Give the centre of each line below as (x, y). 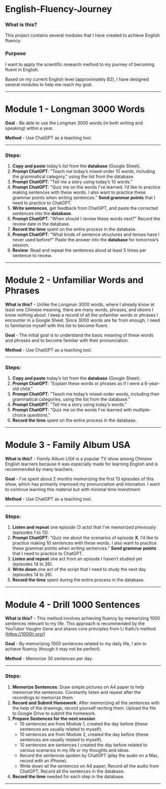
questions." (39, 415)
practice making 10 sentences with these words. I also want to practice (84, 543)
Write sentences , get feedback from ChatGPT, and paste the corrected (85, 208)
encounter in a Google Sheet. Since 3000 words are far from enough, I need (83, 320)
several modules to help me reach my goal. (49, 84)
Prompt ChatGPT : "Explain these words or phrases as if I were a (78, 384)
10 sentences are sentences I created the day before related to (83, 745)
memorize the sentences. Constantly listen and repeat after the (76, 692)
